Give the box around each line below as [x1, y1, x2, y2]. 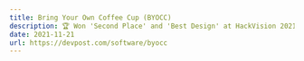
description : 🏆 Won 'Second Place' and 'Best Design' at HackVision [9, 22, 277, 30]
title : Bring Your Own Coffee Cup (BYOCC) [9, 13, 172, 22]
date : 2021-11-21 [9, 30, 75, 39]
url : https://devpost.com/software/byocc [9, 38, 168, 48]
